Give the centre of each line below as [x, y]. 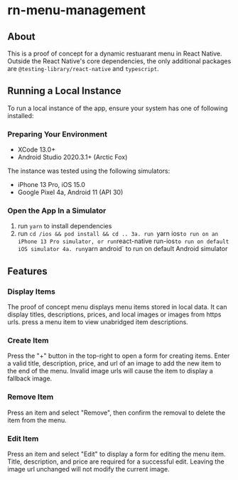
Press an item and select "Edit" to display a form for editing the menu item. [117, 454]
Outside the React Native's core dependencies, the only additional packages [119, 61]
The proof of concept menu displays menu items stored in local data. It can [117, 307]
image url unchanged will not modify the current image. [88, 469]
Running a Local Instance [65, 91]
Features [27, 271]
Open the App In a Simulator [57, 210]
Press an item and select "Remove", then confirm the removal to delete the [117, 412]
